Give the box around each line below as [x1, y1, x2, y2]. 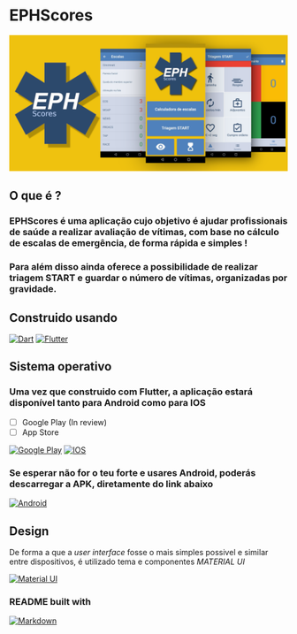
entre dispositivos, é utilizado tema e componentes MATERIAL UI [9, 556, 246, 567]
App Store [21, 426, 59, 438]
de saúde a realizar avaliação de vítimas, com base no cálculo [9, 226, 280, 239]
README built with [9, 595, 91, 607]
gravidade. [9, 283, 57, 295]
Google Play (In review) [21, 416, 108, 427]
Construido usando [9, 310, 118, 325]
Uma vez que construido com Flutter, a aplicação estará [9, 386, 254, 398]
